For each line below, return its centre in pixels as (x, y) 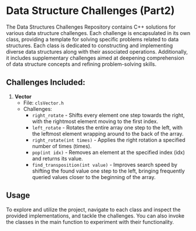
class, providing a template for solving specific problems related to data (92, 39)
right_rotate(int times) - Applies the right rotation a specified (109, 140)
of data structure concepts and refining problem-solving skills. (81, 64)
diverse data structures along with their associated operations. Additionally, (97, 51)
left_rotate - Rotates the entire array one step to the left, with (107, 127)
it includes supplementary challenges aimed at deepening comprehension (95, 58)
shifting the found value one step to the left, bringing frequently (109, 171)
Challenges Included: (46, 83)
